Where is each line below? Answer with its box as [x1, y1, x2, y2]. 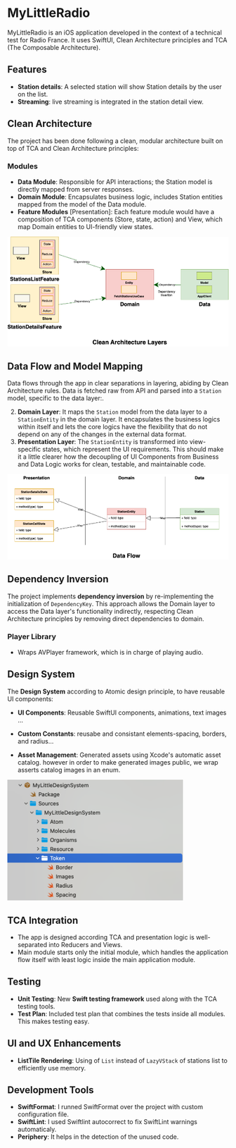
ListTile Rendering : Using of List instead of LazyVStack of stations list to [17, 1056, 228, 1065]
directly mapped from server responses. [17, 185, 135, 193]
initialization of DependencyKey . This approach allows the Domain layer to [7, 599, 216, 607]
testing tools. [17, 1002, 55, 1011]
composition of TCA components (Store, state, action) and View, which [17, 215, 223, 223]
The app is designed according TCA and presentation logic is [17, 932, 195, 942]
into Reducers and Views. [48, 940, 123, 949]
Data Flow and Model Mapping [7, 360, 143, 372]
